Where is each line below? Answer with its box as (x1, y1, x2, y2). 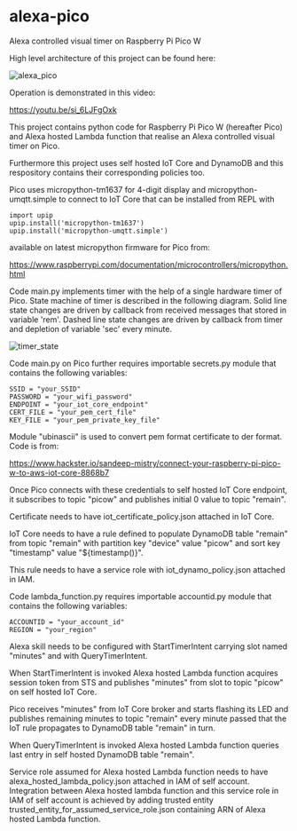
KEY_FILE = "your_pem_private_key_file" (9, 415, 161, 424)
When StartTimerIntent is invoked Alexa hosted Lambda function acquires (9, 668, 279, 678)
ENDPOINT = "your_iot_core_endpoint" (9, 400, 149, 409)
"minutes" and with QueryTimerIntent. (9, 650, 148, 661)
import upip (9, 210, 53, 219)
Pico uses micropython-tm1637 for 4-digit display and (9, 184, 207, 194)
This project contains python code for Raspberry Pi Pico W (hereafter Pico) (9, 122, 284, 132)
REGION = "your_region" (9, 625, 98, 634)
